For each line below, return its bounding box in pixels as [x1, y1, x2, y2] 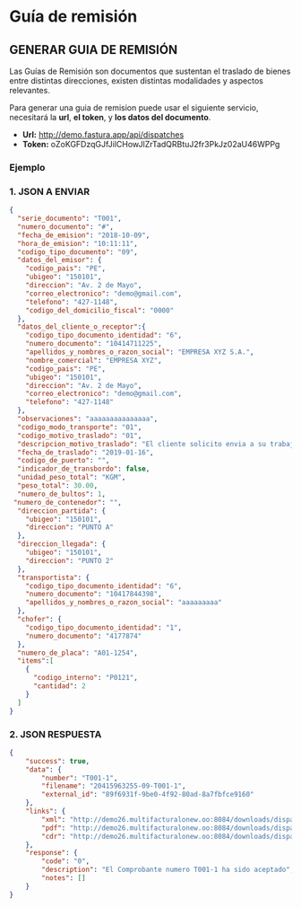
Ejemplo [9, 161, 46, 173]
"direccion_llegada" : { [17, 540, 106, 549]
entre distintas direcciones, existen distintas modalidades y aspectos [9, 75, 264, 86]
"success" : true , [25, 756, 90, 765]
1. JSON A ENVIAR [9, 185, 90, 198]
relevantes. [9, 85, 51, 95]
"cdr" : [41, 832, 66, 841]
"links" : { [25, 807, 66, 816]
